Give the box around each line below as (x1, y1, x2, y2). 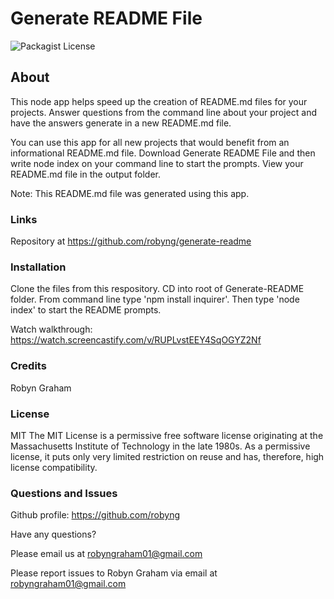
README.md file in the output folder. (10, 168, 162, 180)
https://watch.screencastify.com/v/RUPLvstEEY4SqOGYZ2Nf (10, 334, 262, 346)
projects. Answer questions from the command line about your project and (10, 106, 317, 118)
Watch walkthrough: (10, 323, 93, 336)
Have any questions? (10, 528, 97, 541)
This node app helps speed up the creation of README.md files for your (10, 95, 308, 107)
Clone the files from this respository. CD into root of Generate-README (10, 283, 305, 295)
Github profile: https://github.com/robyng (10, 509, 180, 521)
